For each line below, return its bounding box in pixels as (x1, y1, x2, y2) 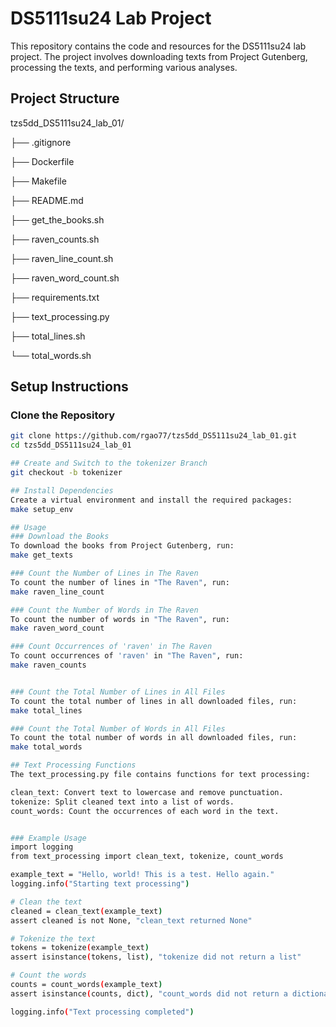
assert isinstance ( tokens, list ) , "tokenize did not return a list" (10, 952, 302, 962)
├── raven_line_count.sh (10, 252, 114, 264)
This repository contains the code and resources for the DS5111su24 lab (10, 40, 307, 52)
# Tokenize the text (10, 933, 97, 944)
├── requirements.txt (10, 291, 100, 303)
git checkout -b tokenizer (10, 468, 123, 478)
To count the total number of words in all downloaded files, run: (10, 733, 298, 743)
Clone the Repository (10, 408, 116, 422)
